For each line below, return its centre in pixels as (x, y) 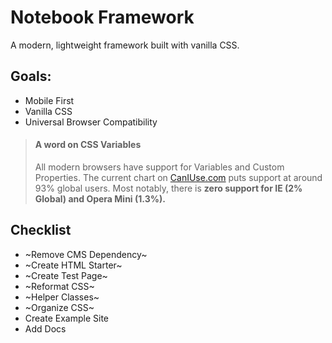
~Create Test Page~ (66, 275)
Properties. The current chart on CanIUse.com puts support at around (178, 177)
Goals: (31, 76)
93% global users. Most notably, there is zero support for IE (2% (168, 188)
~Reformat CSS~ (59, 286)
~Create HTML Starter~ (73, 265)
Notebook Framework (102, 17)
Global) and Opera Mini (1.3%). (100, 198)
